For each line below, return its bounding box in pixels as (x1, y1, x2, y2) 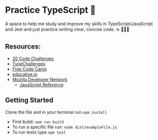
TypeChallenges (12, 61, 46, 67)
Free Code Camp (12, 66, 47, 72)
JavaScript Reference (19, 81, 64, 88)
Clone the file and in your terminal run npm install (5, 109, 107, 115)
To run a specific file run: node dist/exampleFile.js (12, 124, 117, 130)
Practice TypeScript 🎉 (5, 4, 96, 16)
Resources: (5, 42, 41, 51)
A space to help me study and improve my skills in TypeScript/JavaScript (5, 21, 153, 27)
